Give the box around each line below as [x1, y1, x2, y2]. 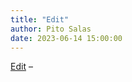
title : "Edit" [10, 14, 70, 25]
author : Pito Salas [10, 24, 92, 34]
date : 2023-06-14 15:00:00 [10, 33, 123, 43]
